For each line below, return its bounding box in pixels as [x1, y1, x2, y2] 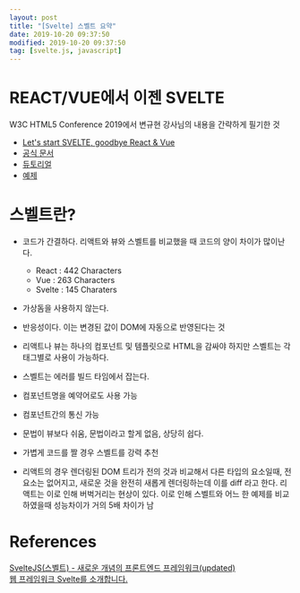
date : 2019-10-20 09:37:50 [9, 30, 110, 39]
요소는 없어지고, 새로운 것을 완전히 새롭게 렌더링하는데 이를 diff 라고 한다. [21, 477, 279, 488]
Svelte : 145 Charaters [35, 284, 118, 295]
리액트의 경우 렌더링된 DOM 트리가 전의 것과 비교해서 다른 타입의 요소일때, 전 [21, 467, 292, 477]
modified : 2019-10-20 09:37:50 [9, 38, 126, 47]
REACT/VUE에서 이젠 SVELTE [9, 88, 226, 108]
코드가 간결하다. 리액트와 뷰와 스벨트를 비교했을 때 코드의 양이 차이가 [21, 236, 261, 246]
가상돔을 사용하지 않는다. [21, 303, 109, 314]
